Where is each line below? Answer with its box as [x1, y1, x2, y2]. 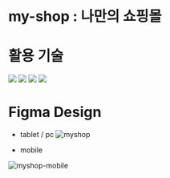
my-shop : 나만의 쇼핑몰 [8, 7, 162, 26]
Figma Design [8, 103, 102, 121]
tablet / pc [19, 130, 55, 140]
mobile [19, 145, 42, 155]
